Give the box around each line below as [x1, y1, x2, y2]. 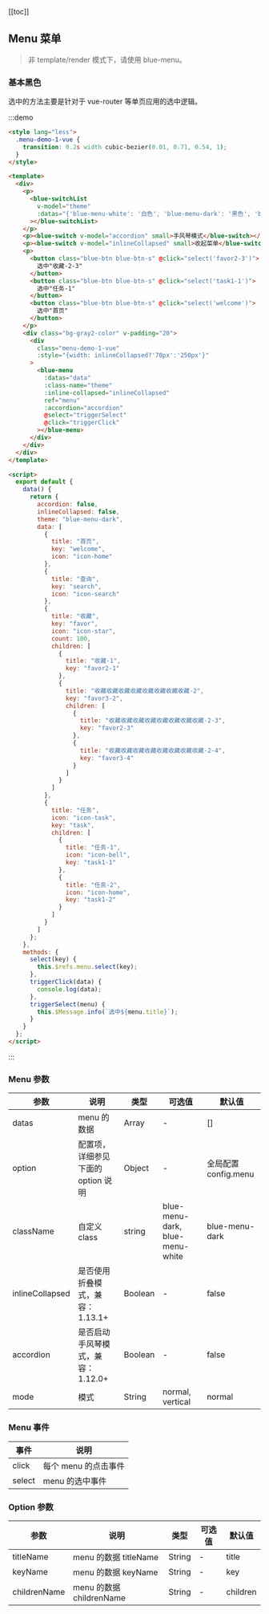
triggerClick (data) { [29, 978, 102, 986]
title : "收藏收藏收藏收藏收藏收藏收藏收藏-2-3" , [79, 717, 226, 725]
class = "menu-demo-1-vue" [37, 344, 120, 352]
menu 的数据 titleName [73, 1551, 159, 1563]
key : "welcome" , [50, 545, 106, 553]
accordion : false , [37, 501, 98, 509]
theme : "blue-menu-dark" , [37, 515, 124, 523]
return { [29, 493, 59, 501]
